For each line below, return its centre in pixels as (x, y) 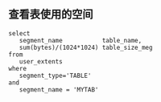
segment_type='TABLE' (55, 75)
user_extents (41, 61)
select (19, 33)
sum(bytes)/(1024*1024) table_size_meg (86, 47)
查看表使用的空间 (51, 14)
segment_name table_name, (80, 40)
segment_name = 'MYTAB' (59, 90)
